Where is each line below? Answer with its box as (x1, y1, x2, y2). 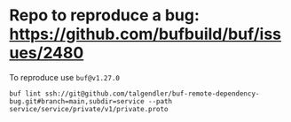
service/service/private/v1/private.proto (9, 104, 169, 113)
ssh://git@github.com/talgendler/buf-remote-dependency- (44, 89, 260, 98)
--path (147, 96, 173, 106)
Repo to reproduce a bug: (9, 5, 200, 26)
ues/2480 (9, 43, 84, 63)
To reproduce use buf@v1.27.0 (9, 72, 120, 82)
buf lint (9, 89, 42, 98)
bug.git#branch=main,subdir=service (9, 96, 145, 106)
